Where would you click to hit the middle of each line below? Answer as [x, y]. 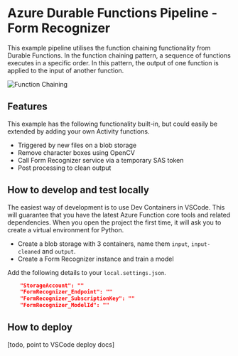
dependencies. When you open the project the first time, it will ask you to [114, 222]
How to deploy [40, 327]
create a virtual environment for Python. [66, 230]
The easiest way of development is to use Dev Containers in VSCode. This [116, 207]
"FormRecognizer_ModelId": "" [65, 306]
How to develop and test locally [78, 190]
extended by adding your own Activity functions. [79, 131]
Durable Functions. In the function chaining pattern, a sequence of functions [119, 55]
